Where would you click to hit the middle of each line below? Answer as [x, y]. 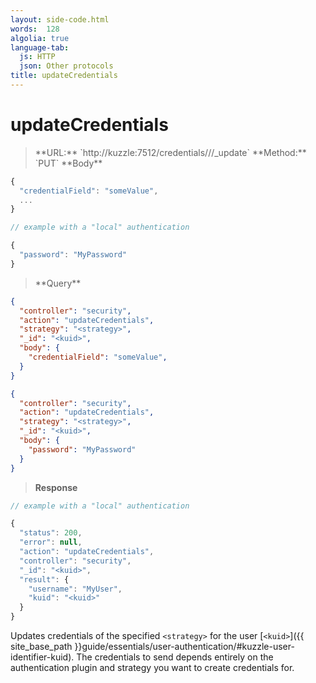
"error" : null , [51, 542]
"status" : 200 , [51, 533]
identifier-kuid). [42, 657]
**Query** [58, 283]
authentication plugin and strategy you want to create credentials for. [152, 668]
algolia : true [40, 38]
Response [56, 487]
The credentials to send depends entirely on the [175, 657]
